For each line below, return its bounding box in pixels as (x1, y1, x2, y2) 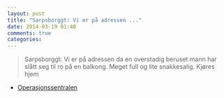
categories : (7, 36, 42, 43)
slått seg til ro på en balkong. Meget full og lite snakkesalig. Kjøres (24, 63, 215, 71)
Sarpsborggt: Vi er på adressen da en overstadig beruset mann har (24, 55, 218, 63)
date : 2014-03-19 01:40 (7, 23, 77, 30)
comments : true (7, 29, 52, 37)
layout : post (7, 10, 45, 17)
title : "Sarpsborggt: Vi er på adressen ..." (7, 17, 142, 24)
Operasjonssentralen (17, 83, 78, 92)
